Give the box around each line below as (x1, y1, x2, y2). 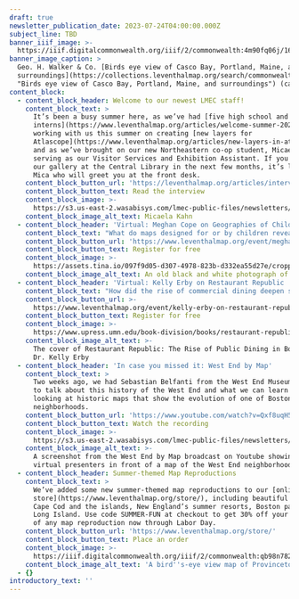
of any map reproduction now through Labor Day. (32, 519, 217, 528)
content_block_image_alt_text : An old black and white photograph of (25, 270, 289, 279)
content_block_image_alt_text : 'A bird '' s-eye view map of (25, 560, 249, 569)
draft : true (9, 12, 53, 22)
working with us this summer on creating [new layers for (32, 129, 253, 138)
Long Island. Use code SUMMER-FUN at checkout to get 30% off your (32, 510, 289, 520)
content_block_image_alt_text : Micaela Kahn (25, 211, 193, 221)
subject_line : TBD (9, 29, 77, 38)
